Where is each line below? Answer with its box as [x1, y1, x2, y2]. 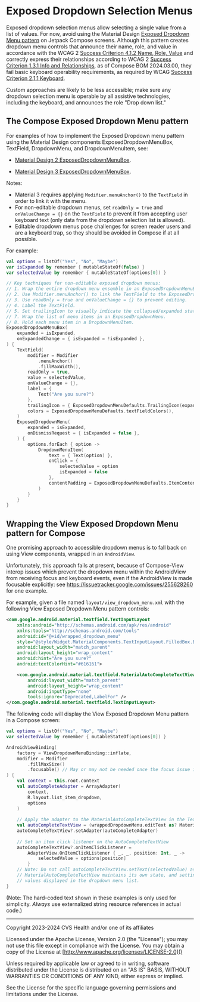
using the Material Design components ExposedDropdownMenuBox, [6, 138, 174, 146]
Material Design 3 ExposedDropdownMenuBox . [14, 168, 132, 175]
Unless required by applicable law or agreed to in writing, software [6, 960, 170, 967]
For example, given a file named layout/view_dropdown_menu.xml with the [6, 599, 185, 606]
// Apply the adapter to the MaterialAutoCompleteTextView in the [17, 816, 185, 823]
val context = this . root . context [17, 778, 100, 784]
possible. [14, 235, 37, 242]
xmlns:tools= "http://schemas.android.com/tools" [17, 628, 140, 634]
